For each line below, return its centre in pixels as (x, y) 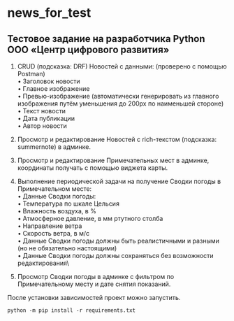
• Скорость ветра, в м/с (53, 233)
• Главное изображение (53, 88)
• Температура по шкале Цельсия (68, 204)
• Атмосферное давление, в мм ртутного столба (90, 219)
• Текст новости (42, 111)
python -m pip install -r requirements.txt (72, 311)
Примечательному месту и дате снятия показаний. (94, 284)
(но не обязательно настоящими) (67, 248)
